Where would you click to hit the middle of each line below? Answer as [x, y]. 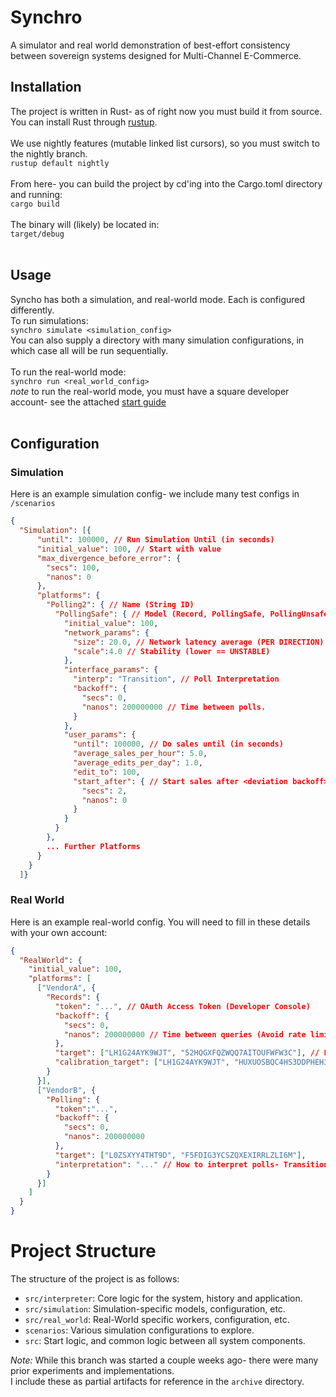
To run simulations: [49, 320]
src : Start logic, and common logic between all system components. [165, 1340]
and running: [36, 194]
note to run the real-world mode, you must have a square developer [150, 391]
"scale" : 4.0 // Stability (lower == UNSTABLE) [172, 651]
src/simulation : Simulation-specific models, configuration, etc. [155, 1308]
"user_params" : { [100, 735]
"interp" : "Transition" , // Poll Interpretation [176, 679]
